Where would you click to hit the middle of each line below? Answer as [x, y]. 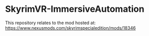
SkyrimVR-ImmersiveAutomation [75, 9]
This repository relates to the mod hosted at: [50, 23]
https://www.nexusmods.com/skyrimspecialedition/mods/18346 [71, 28]
